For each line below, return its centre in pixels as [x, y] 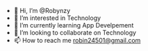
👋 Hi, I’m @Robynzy [42, 11]
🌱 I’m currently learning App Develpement [74, 25]
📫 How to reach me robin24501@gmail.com [77, 40]
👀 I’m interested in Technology [57, 18]
